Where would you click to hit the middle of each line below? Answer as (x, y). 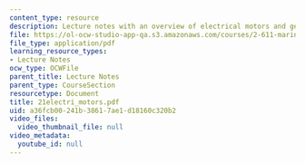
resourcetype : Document (54, 93)
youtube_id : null (50, 144)
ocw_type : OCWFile (44, 69)
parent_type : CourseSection (63, 85)
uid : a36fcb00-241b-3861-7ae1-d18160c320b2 (93, 110)
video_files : (34, 119)
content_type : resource (54, 18)
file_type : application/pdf (63, 43)
